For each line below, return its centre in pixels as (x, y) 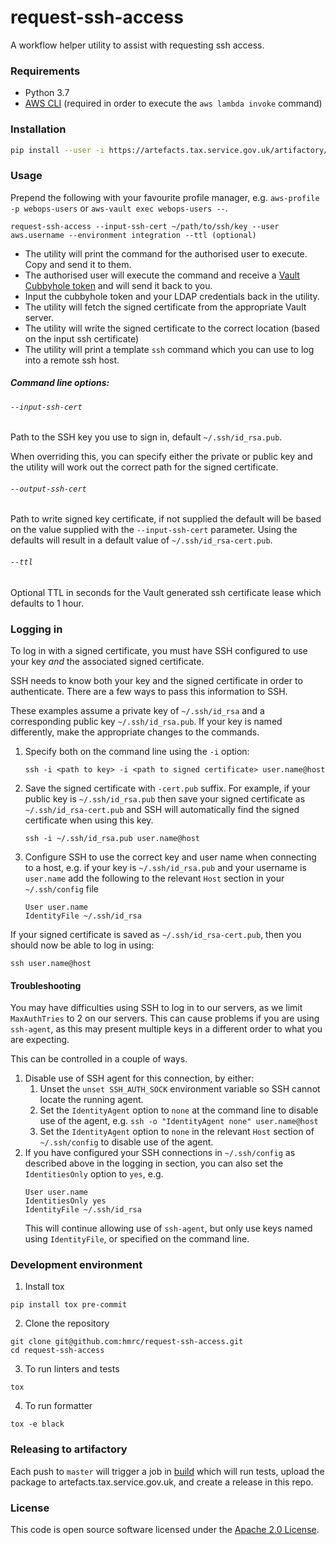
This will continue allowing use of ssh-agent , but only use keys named (168, 1228)
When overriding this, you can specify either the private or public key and (161, 457)
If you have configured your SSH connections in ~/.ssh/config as (160, 1153)
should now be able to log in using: (82, 945)
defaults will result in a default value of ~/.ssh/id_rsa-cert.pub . (141, 540)
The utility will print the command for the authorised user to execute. (166, 253)
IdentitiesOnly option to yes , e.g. (94, 1174)
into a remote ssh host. (72, 360)
